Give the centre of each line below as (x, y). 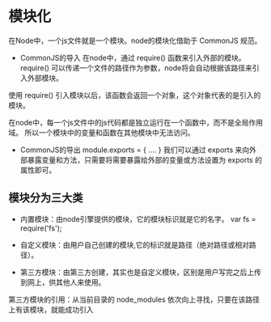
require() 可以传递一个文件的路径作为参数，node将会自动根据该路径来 (136, 68)
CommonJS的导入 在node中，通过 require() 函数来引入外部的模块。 (133, 57)
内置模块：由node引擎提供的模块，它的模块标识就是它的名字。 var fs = (138, 218)
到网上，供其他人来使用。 (63, 282)
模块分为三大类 (46, 198)
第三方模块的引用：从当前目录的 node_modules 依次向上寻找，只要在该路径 (134, 299)
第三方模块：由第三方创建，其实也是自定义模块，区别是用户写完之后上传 (140, 272)
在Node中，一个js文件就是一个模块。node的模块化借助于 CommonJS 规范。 (135, 40)
